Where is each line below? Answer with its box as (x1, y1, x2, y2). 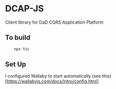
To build (5, 33, 31, 42)
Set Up (5, 60, 26, 69)
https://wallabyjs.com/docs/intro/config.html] (6, 78, 99, 84)
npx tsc (14, 46, 30, 52)
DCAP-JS (5, 3, 44, 14)
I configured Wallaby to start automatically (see (5, 73, 101, 79)
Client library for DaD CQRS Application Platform (5, 19, 104, 25)
